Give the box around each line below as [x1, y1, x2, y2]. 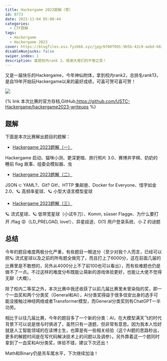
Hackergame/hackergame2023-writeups [5, 104, 89, 110]
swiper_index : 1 [5, 53, 39, 59]
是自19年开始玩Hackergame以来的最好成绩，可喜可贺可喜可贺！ [5, 78, 136, 84]
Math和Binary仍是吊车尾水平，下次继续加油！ [5, 350, 98, 356]
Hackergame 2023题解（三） [12, 201, 73, 207]
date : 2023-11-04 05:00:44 [5, 16, 61, 21]
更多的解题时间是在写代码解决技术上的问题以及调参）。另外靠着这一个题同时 [5, 333, 160, 339]
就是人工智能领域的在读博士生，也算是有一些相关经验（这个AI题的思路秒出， [5, 327, 162, 333]
